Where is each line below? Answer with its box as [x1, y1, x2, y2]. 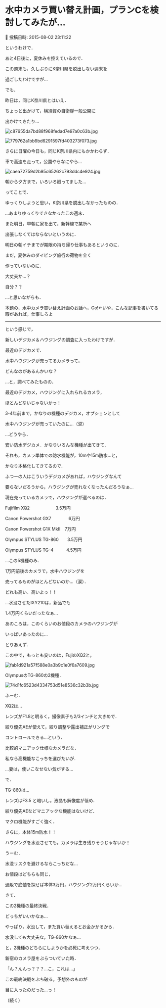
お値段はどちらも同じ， [5, 871, 53, 877]
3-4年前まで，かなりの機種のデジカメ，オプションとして [5, 410, 121, 416]
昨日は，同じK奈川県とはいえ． [5, 97, 69, 103]
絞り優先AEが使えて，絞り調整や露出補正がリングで [5, 723, 110, 730]
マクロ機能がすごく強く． [5, 818, 57, 824]
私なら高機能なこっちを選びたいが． [5, 755, 79, 761]
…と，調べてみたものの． [5, 379, 56, 384]
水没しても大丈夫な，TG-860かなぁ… [5, 934, 81, 940]
